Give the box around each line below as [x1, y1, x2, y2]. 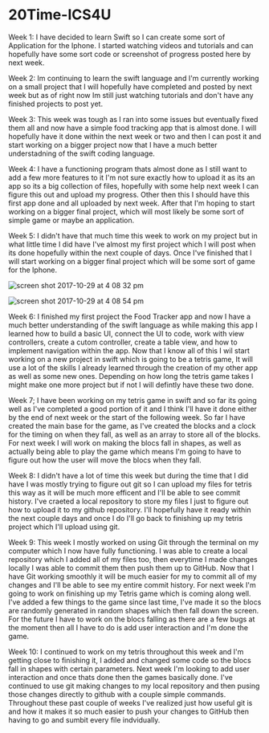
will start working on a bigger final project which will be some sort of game [8, 256, 255, 266]
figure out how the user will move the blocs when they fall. [8, 455, 202, 465]
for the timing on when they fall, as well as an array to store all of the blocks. [8, 430, 261, 439]
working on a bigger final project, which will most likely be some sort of [8, 206, 245, 216]
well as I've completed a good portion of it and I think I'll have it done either [8, 404, 257, 413]
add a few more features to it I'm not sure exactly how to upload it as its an [8, 173, 255, 182]
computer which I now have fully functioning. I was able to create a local [8, 546, 248, 556]
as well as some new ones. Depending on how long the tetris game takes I [8, 371, 254, 381]
